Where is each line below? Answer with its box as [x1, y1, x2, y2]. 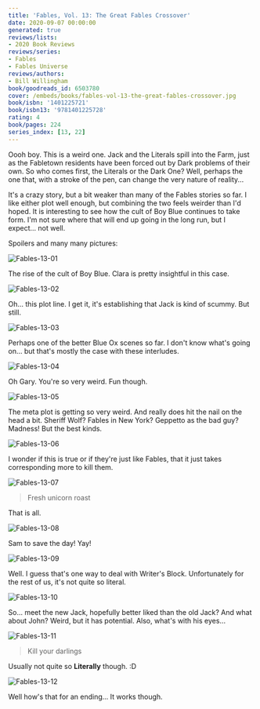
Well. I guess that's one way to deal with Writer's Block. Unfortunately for [8, 569, 244, 578]
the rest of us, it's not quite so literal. [8, 577, 127, 587]
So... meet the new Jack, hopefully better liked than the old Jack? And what [8, 607, 252, 616]
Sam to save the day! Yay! [8, 538, 92, 547]
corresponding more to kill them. [8, 462, 114, 471]
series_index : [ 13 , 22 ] [8, 128, 86, 136]
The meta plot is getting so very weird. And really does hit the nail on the [8, 407, 243, 416]
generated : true [8, 26, 61, 34]
